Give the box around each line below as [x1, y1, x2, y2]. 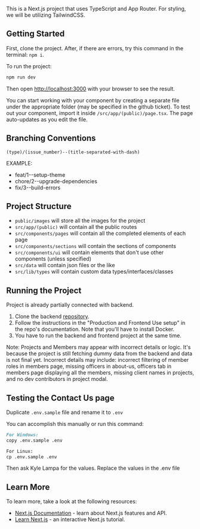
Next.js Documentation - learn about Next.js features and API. [14, 509, 167, 517]
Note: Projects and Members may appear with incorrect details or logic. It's [6, 344, 191, 351]
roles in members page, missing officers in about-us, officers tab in [6, 362, 172, 370]
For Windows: [6, 431, 39, 438]
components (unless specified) [14, 255, 91, 262]
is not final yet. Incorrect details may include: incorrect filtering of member [6, 356, 189, 364]
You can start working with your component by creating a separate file [6, 96, 180, 104]
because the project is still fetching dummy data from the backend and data [6, 350, 193, 357]
